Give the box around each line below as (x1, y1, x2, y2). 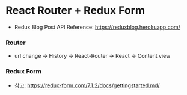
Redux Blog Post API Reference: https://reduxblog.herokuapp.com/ (14, 23, 181, 31)
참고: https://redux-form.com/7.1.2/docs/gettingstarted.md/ (14, 82, 160, 89)
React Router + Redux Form (5, 4, 146, 17)
